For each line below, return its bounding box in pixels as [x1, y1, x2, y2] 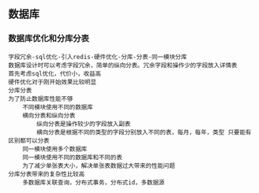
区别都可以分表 [8, 136, 50, 144]
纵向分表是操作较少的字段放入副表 [36, 120, 131, 128]
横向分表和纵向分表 [22, 111, 76, 120]
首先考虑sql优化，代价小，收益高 [8, 69, 101, 77]
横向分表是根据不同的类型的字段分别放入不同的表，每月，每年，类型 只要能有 [36, 128, 252, 136]
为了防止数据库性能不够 [8, 95, 73, 102]
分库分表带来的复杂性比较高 [8, 170, 85, 178]
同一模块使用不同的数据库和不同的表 [22, 153, 122, 161]
